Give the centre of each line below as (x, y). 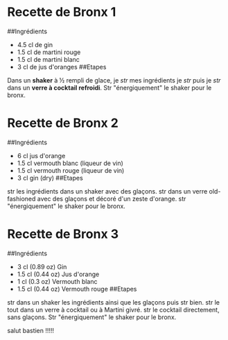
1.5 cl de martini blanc (48, 59)
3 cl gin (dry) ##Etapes (50, 178)
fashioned (21, 198)
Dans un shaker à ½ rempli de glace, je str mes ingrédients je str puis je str (114, 80)
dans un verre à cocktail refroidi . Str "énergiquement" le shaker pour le (109, 87)
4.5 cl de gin (35, 44)
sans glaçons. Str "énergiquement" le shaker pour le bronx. (92, 317)
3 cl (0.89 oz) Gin (42, 266)
